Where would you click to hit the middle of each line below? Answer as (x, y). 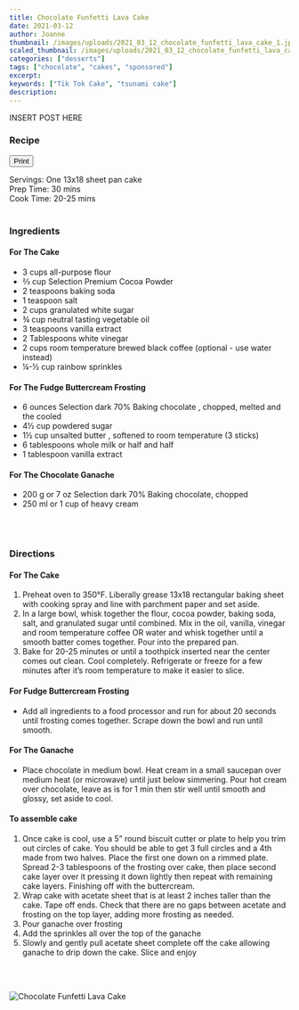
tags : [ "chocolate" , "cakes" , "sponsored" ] (91, 68)
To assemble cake (44, 819)
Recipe (24, 141)
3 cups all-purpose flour (66, 272)
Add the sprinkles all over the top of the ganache (112, 933)
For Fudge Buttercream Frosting (69, 691)
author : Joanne (37, 34)
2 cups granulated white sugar (78, 309)
